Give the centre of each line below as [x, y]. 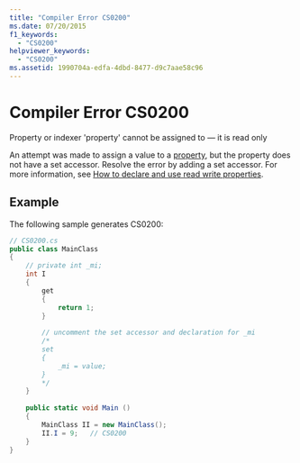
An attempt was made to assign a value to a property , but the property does [150, 155]
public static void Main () [78, 408]
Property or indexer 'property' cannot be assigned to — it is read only [138, 137]
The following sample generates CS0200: [86, 224]
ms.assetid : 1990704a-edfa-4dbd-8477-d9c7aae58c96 [106, 68]
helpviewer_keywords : [50, 51]
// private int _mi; [64, 266]
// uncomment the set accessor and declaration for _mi [149, 333]
